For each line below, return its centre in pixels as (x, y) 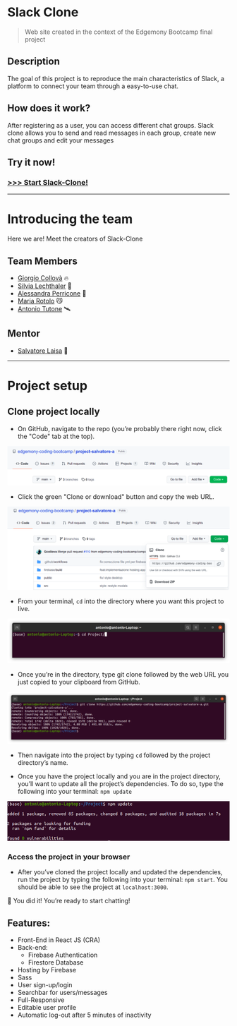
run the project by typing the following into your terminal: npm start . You (122, 880)
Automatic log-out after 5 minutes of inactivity (84, 1015)
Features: (29, 923)
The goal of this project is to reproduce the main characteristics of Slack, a (116, 78)
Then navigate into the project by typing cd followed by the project (114, 755)
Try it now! (31, 162)
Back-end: (32, 948)
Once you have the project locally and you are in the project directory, (119, 776)
